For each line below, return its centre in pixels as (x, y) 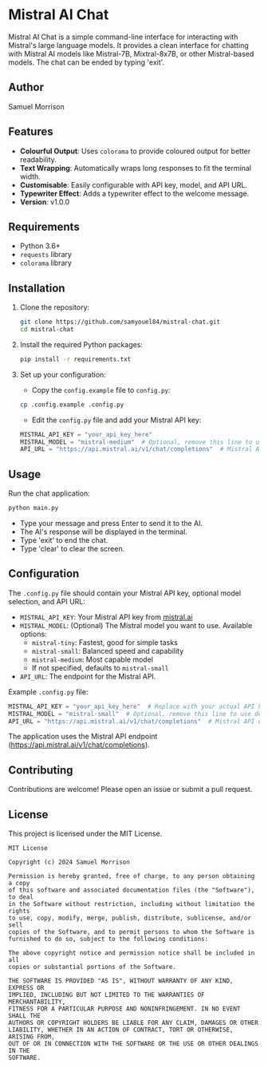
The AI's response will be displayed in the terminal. (103, 532)
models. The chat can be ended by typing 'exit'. (87, 62)
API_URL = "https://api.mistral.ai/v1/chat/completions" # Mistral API (132, 721)
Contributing (41, 770)
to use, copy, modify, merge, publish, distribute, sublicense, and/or (130, 918)
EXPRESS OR (26, 988)
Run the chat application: (49, 493)
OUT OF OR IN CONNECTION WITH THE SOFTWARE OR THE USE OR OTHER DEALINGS (134, 1044)
